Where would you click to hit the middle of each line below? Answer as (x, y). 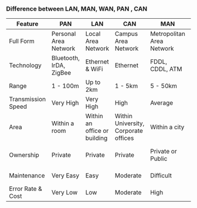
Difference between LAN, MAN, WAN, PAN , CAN (77, 9)
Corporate (129, 131)
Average (162, 103)
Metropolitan (168, 34)
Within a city (167, 127)
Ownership (24, 155)
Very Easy (66, 176)
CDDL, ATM (167, 69)
